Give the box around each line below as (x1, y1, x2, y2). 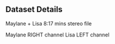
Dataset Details (5, 5, 63, 14)
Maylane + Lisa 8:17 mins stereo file (5, 20, 92, 27)
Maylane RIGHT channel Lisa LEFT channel (5, 31, 110, 38)
